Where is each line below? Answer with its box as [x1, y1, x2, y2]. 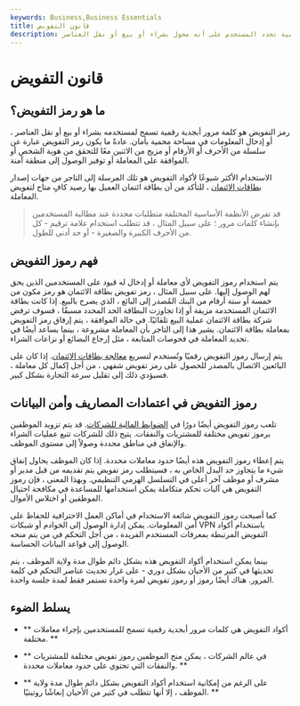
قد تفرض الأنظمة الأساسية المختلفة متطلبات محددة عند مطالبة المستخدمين [31, 208, 281, 219]
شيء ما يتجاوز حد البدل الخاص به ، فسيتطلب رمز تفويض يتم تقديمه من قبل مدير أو [10, 464, 284, 475]
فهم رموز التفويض [10, 253, 99, 268]
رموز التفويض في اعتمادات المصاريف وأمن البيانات [10, 395, 257, 410]
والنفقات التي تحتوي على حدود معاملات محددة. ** [22, 660, 188, 670]
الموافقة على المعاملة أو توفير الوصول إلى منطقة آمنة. [10, 155, 190, 165]
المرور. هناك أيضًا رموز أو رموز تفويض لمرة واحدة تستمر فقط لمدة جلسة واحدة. [10, 574, 274, 585]
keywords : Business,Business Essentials [10, 12, 163, 22]
